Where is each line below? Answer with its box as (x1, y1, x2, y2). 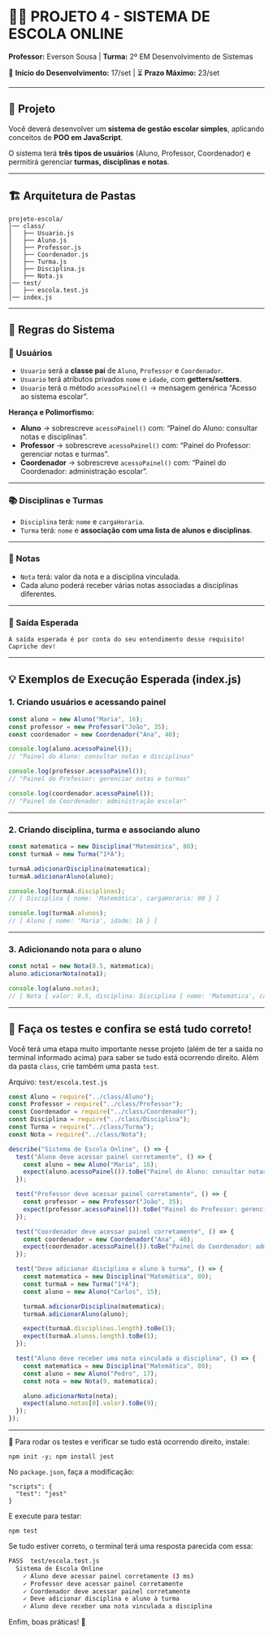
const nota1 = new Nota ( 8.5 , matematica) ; (8, 962, 154, 971)
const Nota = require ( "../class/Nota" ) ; (8, 1130, 148, 1138)
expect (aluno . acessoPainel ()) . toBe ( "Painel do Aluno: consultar (23, 1168, 245, 1176)
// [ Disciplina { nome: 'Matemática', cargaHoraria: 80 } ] (8, 895, 220, 903)
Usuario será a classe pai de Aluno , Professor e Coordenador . (19, 366, 223, 375)
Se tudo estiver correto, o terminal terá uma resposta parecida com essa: (8, 1541, 253, 1551)
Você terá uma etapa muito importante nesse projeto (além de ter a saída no (8, 1044, 264, 1054)
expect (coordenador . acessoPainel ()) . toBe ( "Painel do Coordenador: (23, 1243, 253, 1251)
